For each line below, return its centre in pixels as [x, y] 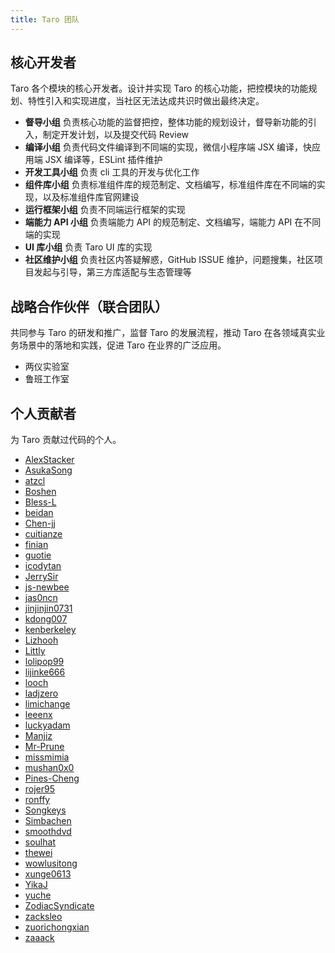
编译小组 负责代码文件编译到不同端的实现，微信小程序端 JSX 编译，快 [168, 147]
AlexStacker [49, 460]
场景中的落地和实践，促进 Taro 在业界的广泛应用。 [122, 345]
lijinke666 [45, 672]
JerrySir [41, 577]
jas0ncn [41, 598]
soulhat [40, 842]
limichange [47, 704]
